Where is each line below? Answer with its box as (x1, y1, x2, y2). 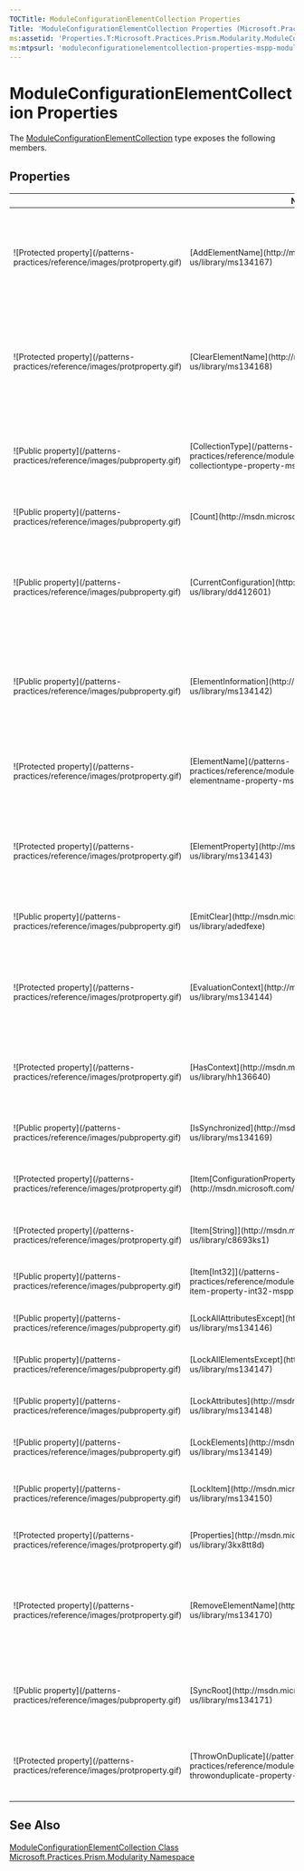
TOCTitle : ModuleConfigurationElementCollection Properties (9, 15, 242, 24)
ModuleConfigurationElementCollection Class (9, 1841, 179, 1853)
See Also (9, 1818, 61, 1833)
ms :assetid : (9, 34, 54, 43)
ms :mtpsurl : (9, 44, 54, 53)
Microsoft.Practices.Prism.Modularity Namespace (9, 1851, 195, 1862)
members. (9, 142, 48, 153)
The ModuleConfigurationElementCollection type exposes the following (9, 132, 276, 144)
